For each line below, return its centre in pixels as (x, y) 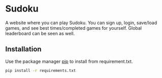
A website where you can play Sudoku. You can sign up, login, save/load (81, 23)
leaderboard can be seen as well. (40, 33)
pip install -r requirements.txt (41, 70)
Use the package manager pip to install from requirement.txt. (69, 61)
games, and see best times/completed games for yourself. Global (74, 28)
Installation (23, 49)
